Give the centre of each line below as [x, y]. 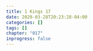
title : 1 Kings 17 [28, 11]
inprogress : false [28, 39]
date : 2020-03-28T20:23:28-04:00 [47, 17]
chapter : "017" [25, 33]
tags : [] [17, 28]
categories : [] [25, 22]
